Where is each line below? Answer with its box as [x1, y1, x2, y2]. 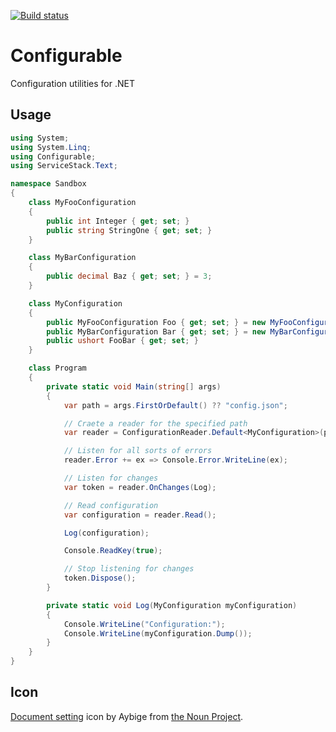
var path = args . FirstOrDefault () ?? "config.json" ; [63, 400, 288, 410]
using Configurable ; [10, 151, 97, 162]
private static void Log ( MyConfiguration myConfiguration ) [46, 600, 298, 610]
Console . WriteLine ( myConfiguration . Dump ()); [63, 628, 253, 639]
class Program [28, 363, 87, 374]
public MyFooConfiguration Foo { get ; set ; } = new [46, 317, 267, 327]
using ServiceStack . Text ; [10, 161, 118, 171]
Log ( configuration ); [63, 528, 150, 538]
